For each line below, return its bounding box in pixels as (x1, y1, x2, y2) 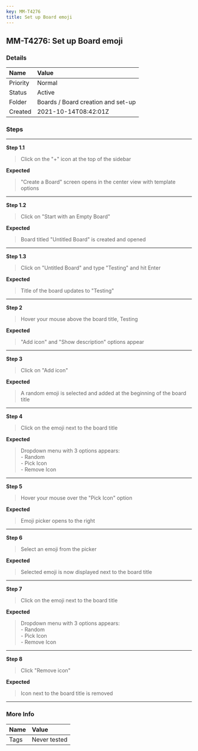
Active (37, 88, 55, 97)
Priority (9, 79, 29, 87)
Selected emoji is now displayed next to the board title (20, 569, 152, 576)
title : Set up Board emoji (6, 14, 72, 20)
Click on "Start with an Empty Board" (20, 213, 111, 220)
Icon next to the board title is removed (20, 690, 113, 697)
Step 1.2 (6, 202, 27, 209)
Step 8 (6, 655, 22, 663)
